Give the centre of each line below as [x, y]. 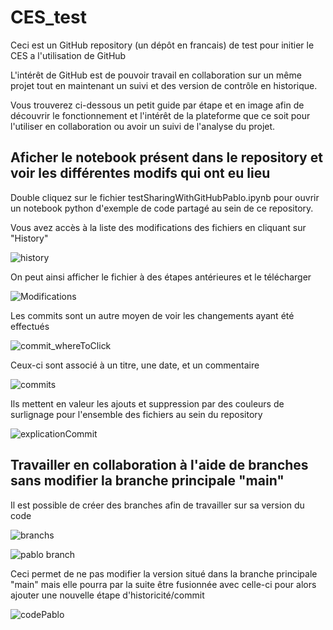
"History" [29, 238]
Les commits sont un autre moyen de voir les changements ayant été [152, 315]
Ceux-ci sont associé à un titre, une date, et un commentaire [135, 365]
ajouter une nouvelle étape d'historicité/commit [107, 595]
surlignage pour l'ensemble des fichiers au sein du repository [136, 414]
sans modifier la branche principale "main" [147, 481]
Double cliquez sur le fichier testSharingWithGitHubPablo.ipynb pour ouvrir [165, 197]
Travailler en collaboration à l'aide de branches [159, 465]
